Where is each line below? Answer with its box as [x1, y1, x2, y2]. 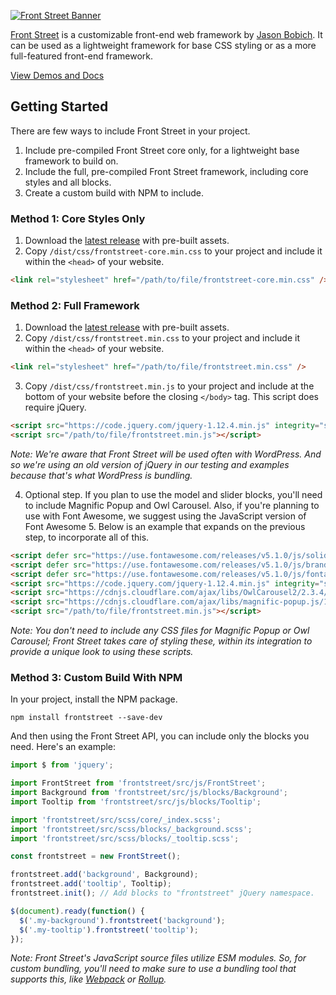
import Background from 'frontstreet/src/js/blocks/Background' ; [10, 788, 288, 798]
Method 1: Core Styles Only [10, 211, 146, 225]
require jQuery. [24, 401, 87, 414]
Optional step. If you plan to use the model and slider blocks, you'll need [24, 488, 323, 500]
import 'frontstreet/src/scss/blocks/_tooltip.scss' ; [10, 833, 240, 844]
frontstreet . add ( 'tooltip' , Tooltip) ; [10, 879, 172, 889]
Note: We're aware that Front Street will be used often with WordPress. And [10, 448, 322, 460]
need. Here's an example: [10, 741, 117, 753]
